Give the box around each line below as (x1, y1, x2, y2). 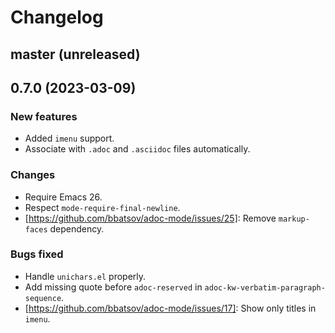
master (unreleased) (10, 46, 141, 63)
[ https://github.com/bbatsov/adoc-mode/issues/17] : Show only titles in (24, 302, 317, 314)
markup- (278, 214, 310, 224)
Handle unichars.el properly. (24, 270, 147, 282)
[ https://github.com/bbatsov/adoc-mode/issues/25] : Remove (24, 212, 277, 224)
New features (10, 109, 78, 123)
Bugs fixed (10, 247, 64, 261)
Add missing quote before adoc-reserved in (24, 281, 203, 293)
